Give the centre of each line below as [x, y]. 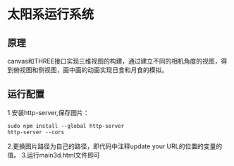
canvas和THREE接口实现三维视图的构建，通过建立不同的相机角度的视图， [114, 61]
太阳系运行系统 [51, 14]
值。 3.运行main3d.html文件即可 [54, 155]
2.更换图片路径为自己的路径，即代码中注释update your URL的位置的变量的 [115, 146]
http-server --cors [36, 132]
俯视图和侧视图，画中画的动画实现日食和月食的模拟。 [90, 70]
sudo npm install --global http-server [66, 126]
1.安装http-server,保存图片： [48, 112]
